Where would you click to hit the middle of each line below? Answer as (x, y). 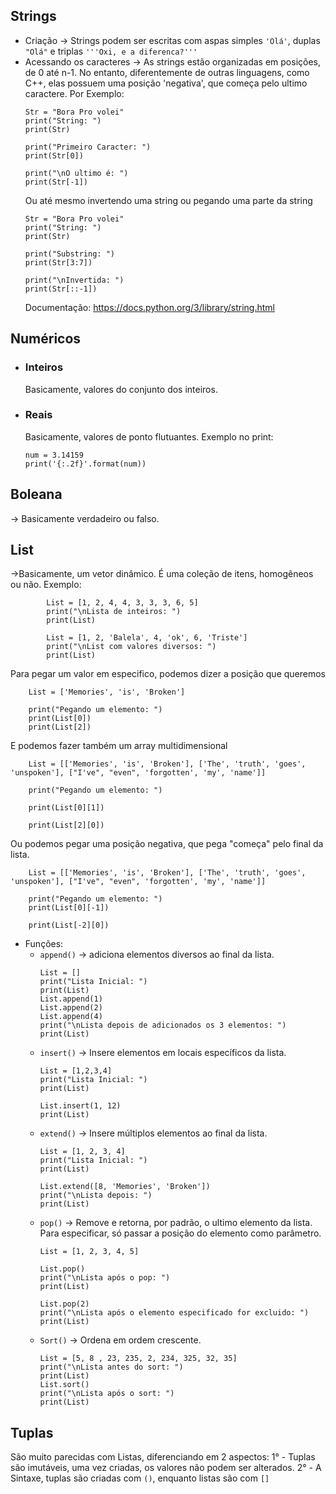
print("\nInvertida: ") (74, 280)
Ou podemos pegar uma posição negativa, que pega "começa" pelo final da (167, 844)
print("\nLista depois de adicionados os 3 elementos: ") (163, 1025)
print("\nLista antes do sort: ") (111, 1367)
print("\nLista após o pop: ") (105, 1278)
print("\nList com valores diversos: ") (131, 647)
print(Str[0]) (54, 155)
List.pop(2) (64, 1304)
